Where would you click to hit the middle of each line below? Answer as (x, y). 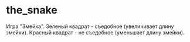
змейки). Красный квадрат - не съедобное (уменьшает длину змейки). (95, 32)
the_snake (32, 10)
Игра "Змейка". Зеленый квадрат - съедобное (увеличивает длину (90, 26)
